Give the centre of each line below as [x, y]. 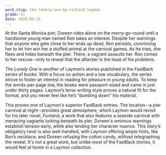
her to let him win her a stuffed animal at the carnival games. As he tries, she [83, 49]
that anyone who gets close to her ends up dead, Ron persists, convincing [81, 44]
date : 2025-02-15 [23, 19]
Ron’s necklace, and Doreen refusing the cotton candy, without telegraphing [83, 137]
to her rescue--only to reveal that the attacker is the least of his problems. [80, 60]
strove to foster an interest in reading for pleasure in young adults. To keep [81, 79]
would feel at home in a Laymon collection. [49, 148]
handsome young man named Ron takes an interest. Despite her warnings [80, 38]
